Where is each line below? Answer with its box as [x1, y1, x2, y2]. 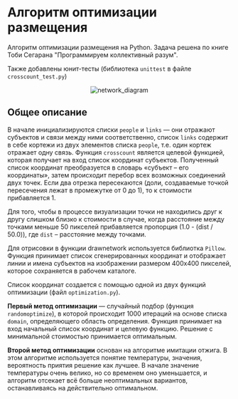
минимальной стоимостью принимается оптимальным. [7, 332, 178, 341]
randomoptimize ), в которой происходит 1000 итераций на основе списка [7, 309, 227, 318]
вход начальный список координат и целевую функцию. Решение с [7, 324, 213, 333]
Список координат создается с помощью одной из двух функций [7, 280, 206, 289]
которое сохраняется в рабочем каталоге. [7, 266, 137, 275]
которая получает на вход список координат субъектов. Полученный [7, 155, 219, 164]
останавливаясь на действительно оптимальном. [7, 383, 158, 392]
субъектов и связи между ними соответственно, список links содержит [7, 133, 229, 141]
